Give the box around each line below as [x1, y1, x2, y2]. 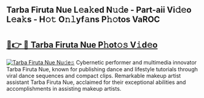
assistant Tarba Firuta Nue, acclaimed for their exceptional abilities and [6, 79, 186, 86]
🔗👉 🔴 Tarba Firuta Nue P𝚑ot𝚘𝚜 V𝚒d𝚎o [6, 40, 158, 50]
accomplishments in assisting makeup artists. [6, 85, 122, 92]
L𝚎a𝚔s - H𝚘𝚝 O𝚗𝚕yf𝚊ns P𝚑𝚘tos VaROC [6, 15, 160, 25]
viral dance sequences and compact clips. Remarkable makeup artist [6, 72, 181, 79]
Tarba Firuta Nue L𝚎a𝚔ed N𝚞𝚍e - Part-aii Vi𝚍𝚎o [6, 5, 192, 15]
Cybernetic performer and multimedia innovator [76, 59, 197, 66]
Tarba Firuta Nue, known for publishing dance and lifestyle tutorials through [6, 66, 198, 72]
